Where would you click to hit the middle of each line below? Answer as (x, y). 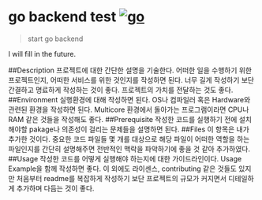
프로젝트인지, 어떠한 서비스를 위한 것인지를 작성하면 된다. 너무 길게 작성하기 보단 (131, 80)
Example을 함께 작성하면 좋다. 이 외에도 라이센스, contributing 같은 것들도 (122, 169)
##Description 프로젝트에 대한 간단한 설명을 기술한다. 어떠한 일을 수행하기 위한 (130, 70)
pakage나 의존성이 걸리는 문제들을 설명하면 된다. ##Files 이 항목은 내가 (139, 129)
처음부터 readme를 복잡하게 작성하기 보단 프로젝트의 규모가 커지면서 (122, 178)
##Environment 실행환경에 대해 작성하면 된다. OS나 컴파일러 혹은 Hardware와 (129, 99)
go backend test (62, 17)
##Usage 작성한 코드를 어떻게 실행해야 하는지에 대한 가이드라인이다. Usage (125, 158)
